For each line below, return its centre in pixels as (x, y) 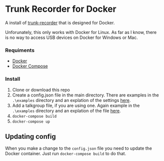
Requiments (20, 50)
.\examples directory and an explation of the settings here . (71, 100)
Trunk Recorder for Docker (61, 9)
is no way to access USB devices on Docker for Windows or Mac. (71, 37)
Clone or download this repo (41, 90)
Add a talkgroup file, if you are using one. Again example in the (76, 105)
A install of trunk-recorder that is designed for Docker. (60, 23)
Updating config (31, 136)
